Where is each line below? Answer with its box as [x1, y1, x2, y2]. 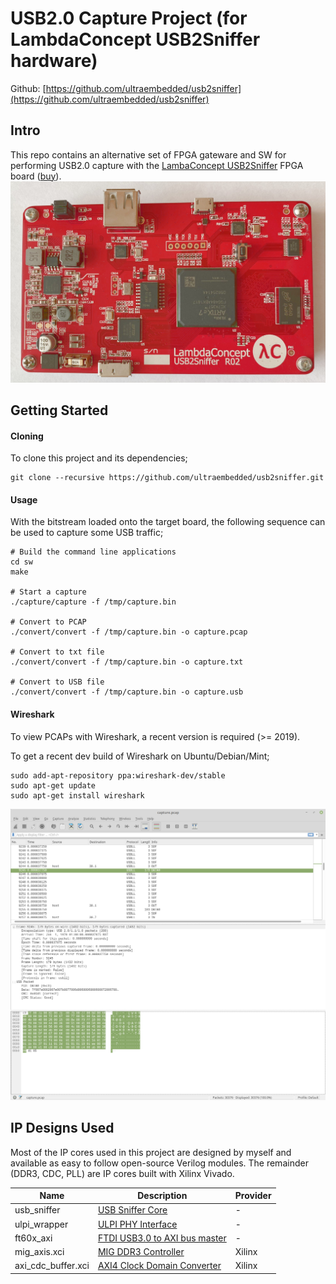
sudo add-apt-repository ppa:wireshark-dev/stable [10, 770, 226, 781]
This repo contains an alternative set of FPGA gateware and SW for [10, 148, 287, 161]
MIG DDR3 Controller [97, 1246, 185, 1258]
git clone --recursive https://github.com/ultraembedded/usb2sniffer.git [10, 473, 325, 483]
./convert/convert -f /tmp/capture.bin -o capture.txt [10, 657, 244, 667]
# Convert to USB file [10, 677, 105, 687]
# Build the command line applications [10, 547, 177, 557]
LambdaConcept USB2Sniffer [10, 28, 261, 51]
